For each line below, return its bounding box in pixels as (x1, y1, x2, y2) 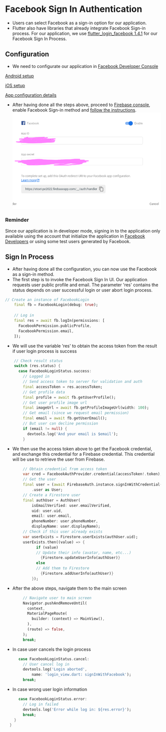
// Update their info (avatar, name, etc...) (36, 550, 132, 555)
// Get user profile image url (23, 400, 87, 405)
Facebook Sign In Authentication (5, 3, 142, 15)
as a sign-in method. (12, 271, 54, 277)
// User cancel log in (23, 662, 70, 667)
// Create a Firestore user (23, 492, 81, 497)
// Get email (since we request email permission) (23, 411, 129, 416)
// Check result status (14, 358, 63, 363)
